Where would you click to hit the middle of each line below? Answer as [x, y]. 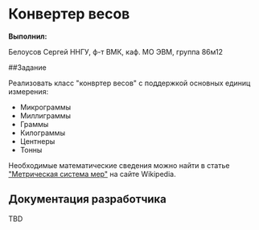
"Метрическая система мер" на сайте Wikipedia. [92, 174]
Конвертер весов [69, 14]
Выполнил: [28, 36]
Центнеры [37, 141]
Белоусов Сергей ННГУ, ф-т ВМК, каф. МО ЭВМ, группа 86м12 [116, 51]
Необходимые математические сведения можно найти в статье [119, 165]
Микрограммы [45, 107]
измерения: [29, 91]
